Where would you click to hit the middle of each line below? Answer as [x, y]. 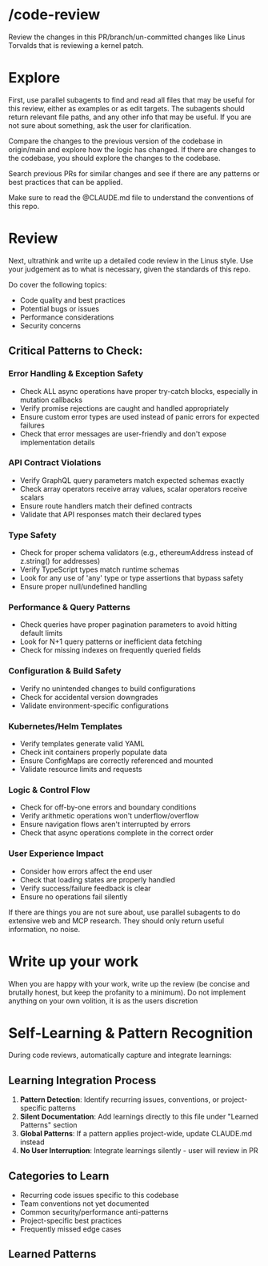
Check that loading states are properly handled [98, 879]
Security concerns [50, 325]
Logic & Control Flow [49, 790]
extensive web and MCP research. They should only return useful [116, 920]
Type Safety [32, 535]
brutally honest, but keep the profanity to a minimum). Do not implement [127, 992]
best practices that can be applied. [66, 182]
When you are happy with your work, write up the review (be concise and [129, 983]
